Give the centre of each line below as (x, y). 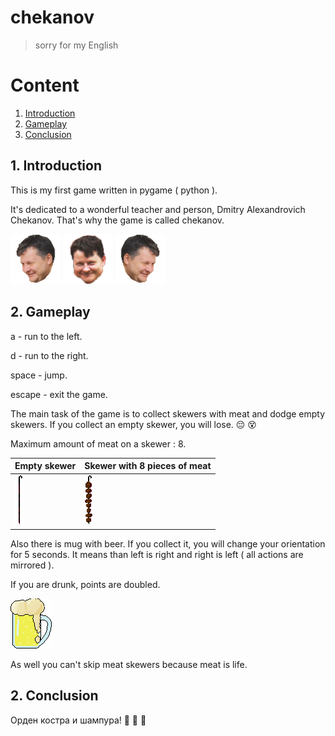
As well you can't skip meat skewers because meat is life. (129, 664)
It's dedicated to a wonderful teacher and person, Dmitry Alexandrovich (158, 209)
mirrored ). (32, 565)
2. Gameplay (50, 312)
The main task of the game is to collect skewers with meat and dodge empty (168, 413)
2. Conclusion (54, 696)
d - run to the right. (49, 355)
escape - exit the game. (59, 394)
